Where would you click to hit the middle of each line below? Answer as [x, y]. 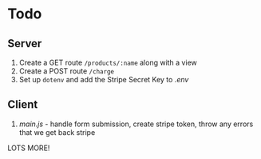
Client [23, 105]
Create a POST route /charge [67, 71]
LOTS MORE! [29, 148]
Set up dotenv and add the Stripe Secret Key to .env [104, 79]
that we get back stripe [57, 132]
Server [25, 44]
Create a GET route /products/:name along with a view [108, 62]
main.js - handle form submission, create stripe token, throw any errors [136, 124]
